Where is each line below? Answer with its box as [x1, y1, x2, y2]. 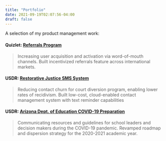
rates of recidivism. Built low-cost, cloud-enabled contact [17, 91, 136, 98]
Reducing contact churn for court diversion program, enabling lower [17, 86, 158, 92]
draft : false [5, 17, 32, 22]
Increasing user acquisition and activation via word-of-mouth [17, 53, 143, 59]
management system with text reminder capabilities [17, 97, 124, 103]
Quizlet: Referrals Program [5, 42, 62, 48]
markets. [17, 64, 36, 70]
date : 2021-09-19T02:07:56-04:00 [5, 12, 75, 17]
